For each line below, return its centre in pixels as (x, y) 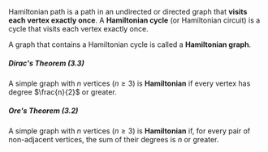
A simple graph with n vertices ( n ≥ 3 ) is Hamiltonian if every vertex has (130, 83)
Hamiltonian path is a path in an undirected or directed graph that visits (128, 12)
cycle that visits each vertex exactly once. (78, 29)
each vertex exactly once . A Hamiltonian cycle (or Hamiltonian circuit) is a (134, 20)
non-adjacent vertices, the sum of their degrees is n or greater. (114, 139)
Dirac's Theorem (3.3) (47, 63)
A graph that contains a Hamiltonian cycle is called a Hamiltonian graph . (130, 44)
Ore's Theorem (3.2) (43, 110)
